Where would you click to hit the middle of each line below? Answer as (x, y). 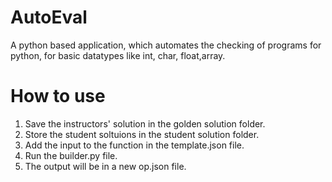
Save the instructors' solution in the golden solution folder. (145, 123)
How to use (58, 96)
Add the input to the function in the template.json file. (134, 145)
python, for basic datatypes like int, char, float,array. (118, 55)
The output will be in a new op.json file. (105, 166)
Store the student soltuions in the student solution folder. (142, 134)
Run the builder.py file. (71, 155)
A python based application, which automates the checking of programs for (166, 45)
